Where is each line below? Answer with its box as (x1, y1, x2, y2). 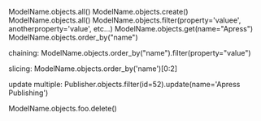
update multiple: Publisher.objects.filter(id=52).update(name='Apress (8, 80, 241, 89)
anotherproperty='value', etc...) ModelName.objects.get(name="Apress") (8, 24, 254, 33)
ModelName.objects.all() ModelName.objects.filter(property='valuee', (8, 15, 241, 25)
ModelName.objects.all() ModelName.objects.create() (8, 7, 189, 16)
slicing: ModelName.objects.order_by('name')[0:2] (8, 64, 177, 73)
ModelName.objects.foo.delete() (8, 104, 118, 113)
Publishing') (8, 88, 49, 98)
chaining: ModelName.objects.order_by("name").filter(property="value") (8, 48, 251, 57)
